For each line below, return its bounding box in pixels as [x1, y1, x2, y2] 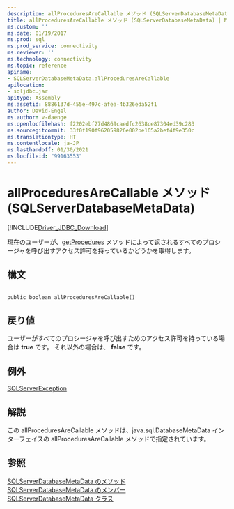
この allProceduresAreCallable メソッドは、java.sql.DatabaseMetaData [7, 426, 211, 434]
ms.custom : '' [7, 23, 49, 30]
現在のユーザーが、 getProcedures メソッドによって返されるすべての [7, 238, 203, 246]
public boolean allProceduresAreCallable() [7, 294, 136, 301]
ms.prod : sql [7, 36, 45, 43]
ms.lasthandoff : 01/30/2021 [7, 146, 89, 153]
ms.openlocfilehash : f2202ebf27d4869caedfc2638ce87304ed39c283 [7, 120, 195, 128]
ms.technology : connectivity [7, 56, 92, 63]
